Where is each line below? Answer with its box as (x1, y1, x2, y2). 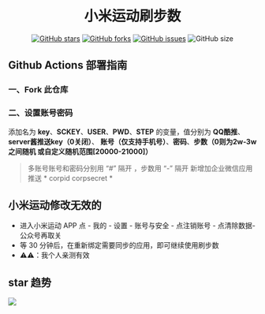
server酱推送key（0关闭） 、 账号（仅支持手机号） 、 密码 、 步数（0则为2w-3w (8, 136, 257, 146)
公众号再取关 (19, 230, 62, 241)
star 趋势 (8, 275, 52, 289)
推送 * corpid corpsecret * (27, 173, 113, 182)
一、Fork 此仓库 (8, 84, 69, 95)
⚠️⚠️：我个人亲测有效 (19, 250, 90, 260)
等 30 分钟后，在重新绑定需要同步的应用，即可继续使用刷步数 (19, 241, 219, 250)
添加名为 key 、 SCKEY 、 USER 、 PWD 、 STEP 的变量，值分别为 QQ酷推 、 (8, 127, 245, 136)
